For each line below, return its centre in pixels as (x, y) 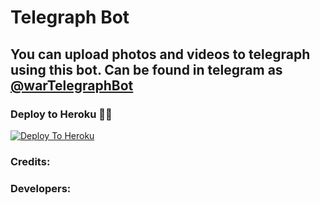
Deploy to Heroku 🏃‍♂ (61, 114)
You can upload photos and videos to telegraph (160, 54)
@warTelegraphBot (72, 85)
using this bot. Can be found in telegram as (146, 69)
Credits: (30, 161)
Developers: (41, 188)
